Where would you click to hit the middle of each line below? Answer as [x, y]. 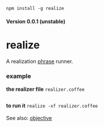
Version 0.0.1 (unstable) [36, 21]
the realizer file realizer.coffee [46, 89]
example [19, 76]
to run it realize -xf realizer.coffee [52, 105]
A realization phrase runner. [40, 61]
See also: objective [29, 118]
